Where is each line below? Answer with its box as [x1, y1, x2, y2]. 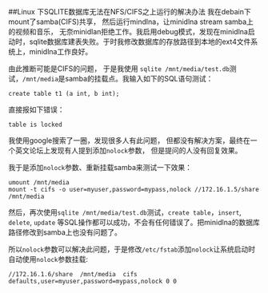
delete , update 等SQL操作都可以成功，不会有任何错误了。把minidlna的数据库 [8, 218, 260, 227]
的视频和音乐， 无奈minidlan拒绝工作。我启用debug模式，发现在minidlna [8, 27, 248, 36]
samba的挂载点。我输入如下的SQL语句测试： [65, 74, 214, 83]
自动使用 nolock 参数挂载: [8, 255, 88, 263]
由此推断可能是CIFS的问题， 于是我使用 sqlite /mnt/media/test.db [8, 64, 230, 73]
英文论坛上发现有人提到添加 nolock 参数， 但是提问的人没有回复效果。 [14, 146, 242, 155]
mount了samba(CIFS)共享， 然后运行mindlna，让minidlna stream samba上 [8, 17, 254, 26]
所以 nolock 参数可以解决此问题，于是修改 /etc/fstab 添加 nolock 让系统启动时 [8, 244, 256, 254]
